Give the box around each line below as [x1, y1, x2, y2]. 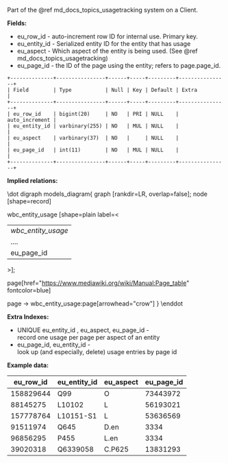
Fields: [7, 19, 27, 27]
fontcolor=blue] [7, 286, 51, 294]
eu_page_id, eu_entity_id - [16, 340, 91, 349]
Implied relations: [7, 177, 58, 184]
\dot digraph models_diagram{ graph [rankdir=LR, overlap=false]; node [7, 190, 207, 198]
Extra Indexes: [7, 313, 49, 321]
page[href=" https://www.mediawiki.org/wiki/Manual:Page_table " [7, 279, 190, 287]
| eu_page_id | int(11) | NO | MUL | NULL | [7, 147, 179, 153]
